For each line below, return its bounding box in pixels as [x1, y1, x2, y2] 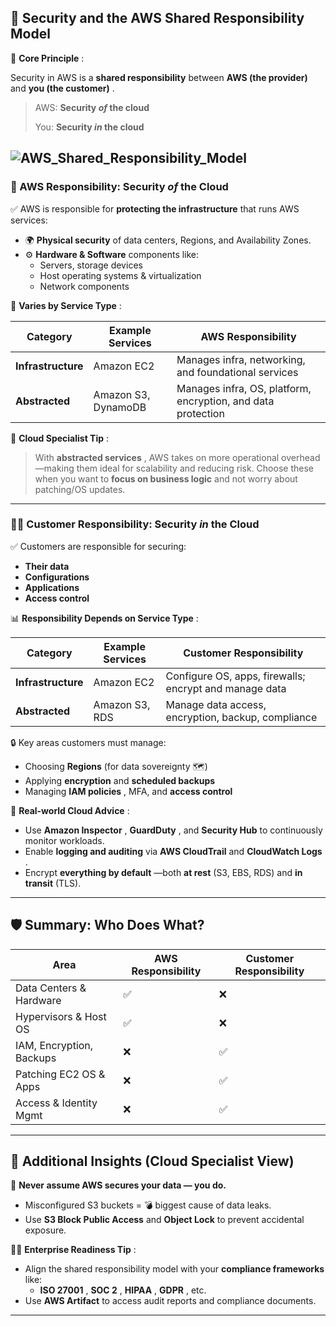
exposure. [24, 1224, 67, 1236]
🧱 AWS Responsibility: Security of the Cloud [10, 180, 229, 194]
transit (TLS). [24, 877, 82, 889]
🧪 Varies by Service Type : [10, 299, 122, 311]
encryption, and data [176, 394, 275, 408]
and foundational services [176, 365, 299, 379]
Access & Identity [15, 1096, 98, 1110]
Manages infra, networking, [176, 352, 306, 366]
